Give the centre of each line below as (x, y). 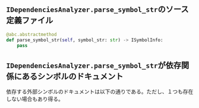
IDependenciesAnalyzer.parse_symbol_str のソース (97, 9)
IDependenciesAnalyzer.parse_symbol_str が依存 (94, 65)
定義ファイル (30, 20)
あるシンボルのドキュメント (72, 76)
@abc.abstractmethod (32, 34)
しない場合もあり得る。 (35, 99)
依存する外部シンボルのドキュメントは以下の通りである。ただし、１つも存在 (100, 91)
